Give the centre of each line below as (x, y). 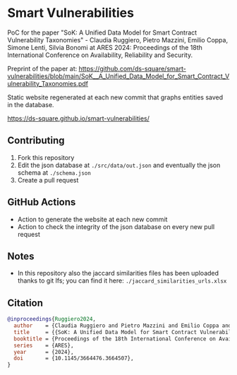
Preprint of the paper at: (42, 68)
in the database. (31, 104)
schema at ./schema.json (54, 172)
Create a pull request (48, 180)
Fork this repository (46, 157)
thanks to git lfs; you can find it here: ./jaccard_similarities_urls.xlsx (122, 281)
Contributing (36, 141)
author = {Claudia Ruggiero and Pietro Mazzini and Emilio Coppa (116, 326)
